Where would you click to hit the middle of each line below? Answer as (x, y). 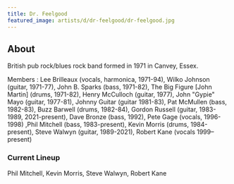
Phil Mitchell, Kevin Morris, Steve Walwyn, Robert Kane (87, 173)
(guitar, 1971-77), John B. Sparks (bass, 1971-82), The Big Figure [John (110, 87)
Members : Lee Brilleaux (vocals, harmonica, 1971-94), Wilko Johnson (109, 80)
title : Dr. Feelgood (38, 14)
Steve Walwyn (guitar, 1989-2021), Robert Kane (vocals (115, 132)
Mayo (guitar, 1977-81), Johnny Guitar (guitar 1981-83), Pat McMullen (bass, (117, 102)
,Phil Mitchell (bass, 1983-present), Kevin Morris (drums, (107, 125)
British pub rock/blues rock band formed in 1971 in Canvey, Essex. (103, 66)
